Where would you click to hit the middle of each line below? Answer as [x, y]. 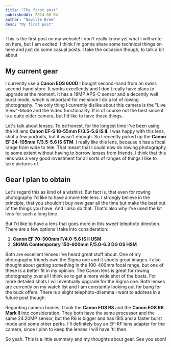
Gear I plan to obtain [38, 180]
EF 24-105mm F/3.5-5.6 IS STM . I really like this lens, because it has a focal [86, 142]
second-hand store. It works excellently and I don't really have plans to [80, 89]
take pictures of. [22, 164]
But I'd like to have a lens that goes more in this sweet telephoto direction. [83, 224]
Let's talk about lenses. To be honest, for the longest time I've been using [82, 126]
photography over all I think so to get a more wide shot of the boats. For [81, 276]
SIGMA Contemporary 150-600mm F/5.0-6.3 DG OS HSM [75, 244]
